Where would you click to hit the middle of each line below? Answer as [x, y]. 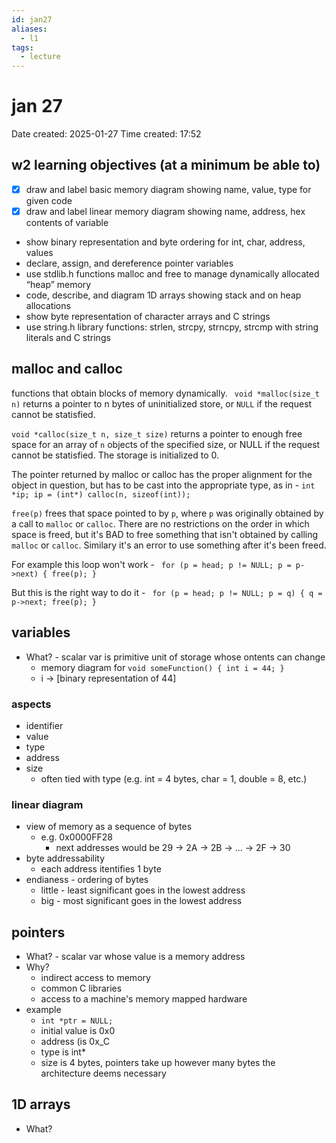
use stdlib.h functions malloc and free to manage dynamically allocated [172, 274]
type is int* [63, 1052]
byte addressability [65, 858]
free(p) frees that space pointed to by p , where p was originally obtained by [167, 513]
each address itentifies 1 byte [101, 869]
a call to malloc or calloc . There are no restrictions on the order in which [160, 523]
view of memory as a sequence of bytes [109, 827]
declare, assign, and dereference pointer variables [129, 263]
